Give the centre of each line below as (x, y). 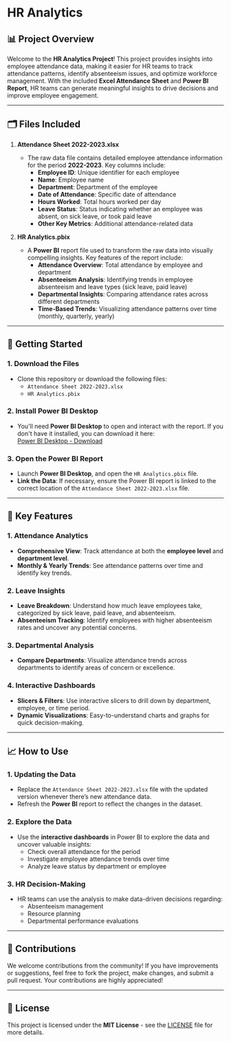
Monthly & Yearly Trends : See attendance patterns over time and (110, 565)
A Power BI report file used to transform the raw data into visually (120, 250)
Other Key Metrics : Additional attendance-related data (115, 223)
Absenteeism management (65, 906)
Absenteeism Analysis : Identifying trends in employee (115, 279)
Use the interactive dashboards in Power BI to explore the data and (113, 837)
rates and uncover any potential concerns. (77, 628)
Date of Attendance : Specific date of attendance (107, 194)
